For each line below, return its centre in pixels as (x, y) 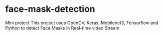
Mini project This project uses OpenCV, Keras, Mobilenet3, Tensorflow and (82, 23)
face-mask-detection (50, 9)
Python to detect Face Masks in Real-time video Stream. (63, 28)
